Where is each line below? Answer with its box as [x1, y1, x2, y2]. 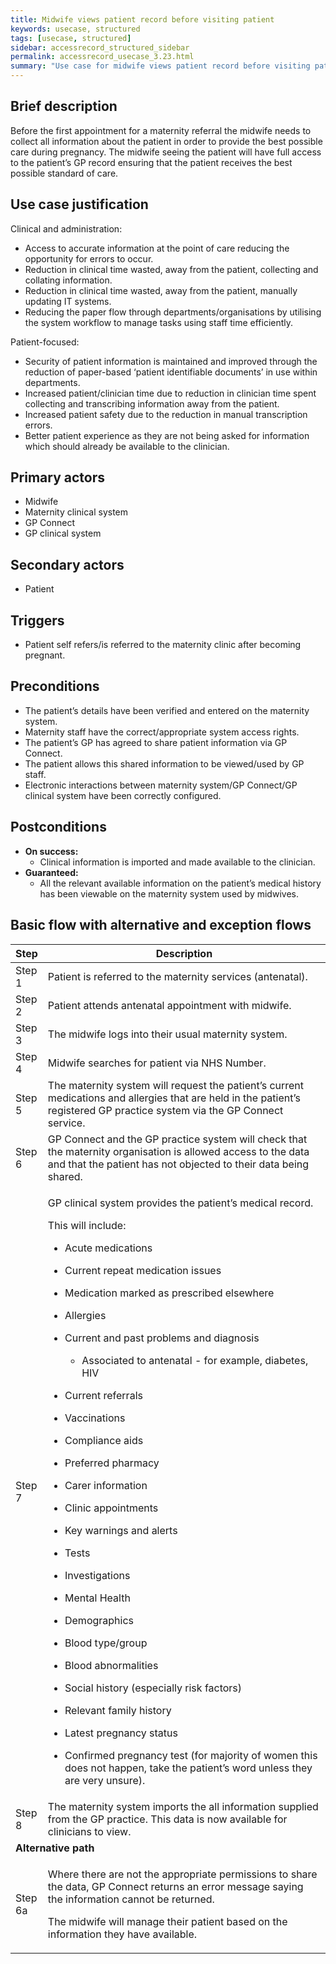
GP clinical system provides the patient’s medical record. [47, 1196, 314, 1210]
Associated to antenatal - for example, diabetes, [81, 1353, 309, 1367]
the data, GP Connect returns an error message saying [47, 1879, 304, 1893]
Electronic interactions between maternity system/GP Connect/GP [24, 779, 298, 791]
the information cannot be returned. [47, 1892, 215, 1906]
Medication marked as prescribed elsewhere [64, 1286, 275, 1300]
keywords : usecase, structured [10, 24, 141, 34]
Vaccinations [64, 1411, 126, 1425]
